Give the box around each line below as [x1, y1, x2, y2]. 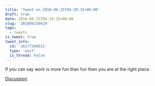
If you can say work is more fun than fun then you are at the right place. [5, 66, 151, 72]
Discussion [5, 76, 28, 82]
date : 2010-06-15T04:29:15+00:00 [5, 16, 74, 21]
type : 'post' [9, 48, 36, 53]
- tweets [9, 30, 28, 35]
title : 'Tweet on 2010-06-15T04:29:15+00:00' [5, 7, 100, 12]
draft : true [5, 12, 30, 17]
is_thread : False [9, 53, 45, 58]
